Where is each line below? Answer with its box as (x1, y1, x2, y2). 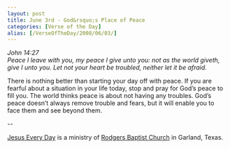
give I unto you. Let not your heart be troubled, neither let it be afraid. (7, 63, 208, 72)
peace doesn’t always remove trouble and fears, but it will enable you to (7, 99, 215, 108)
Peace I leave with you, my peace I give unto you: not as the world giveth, (7, 56, 220, 65)
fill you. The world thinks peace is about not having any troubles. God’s (7, 92, 212, 100)
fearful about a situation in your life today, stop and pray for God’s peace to (7, 84, 224, 92)
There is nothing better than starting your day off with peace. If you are (7, 77, 212, 85)
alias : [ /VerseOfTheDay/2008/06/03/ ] (7, 29, 117, 37)
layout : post (7, 10, 45, 17)
